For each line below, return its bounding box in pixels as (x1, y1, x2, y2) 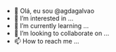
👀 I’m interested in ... (13, 14, 74, 22)
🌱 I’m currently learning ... (13, 22, 89, 30)
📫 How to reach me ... (13, 37, 79, 45)
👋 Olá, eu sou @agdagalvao (13, 7, 95, 15)
